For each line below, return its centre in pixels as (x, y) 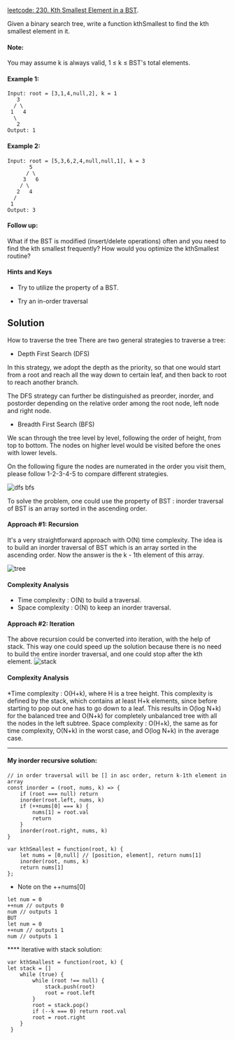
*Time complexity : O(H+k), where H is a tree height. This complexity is (110, 693)
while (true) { (42, 974)
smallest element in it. (38, 31)
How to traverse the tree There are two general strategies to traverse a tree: (116, 340)
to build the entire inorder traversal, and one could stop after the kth (105, 654)
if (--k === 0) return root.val (80, 1011)
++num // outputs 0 (36, 905)
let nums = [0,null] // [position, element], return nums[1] (111, 855)
